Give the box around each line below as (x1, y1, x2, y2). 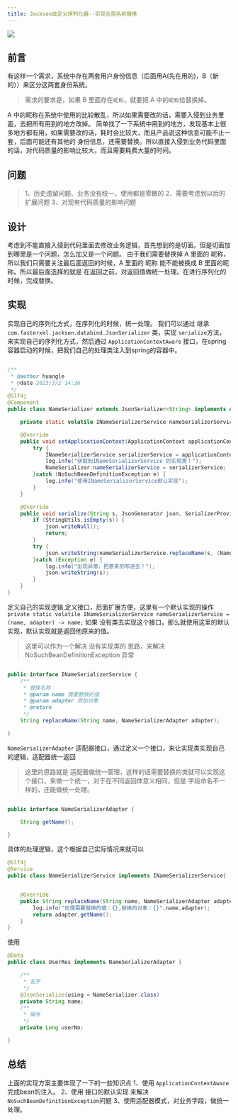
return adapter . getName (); (33, 911, 113, 918)
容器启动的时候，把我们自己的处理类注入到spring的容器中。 (7, 345, 181, 354)
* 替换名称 (23, 684, 51, 691)
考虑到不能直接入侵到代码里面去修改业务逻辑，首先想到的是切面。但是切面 (7, 241, 225, 250)
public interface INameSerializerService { (7, 671, 138, 678)
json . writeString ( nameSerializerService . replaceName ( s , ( (45, 549, 220, 556)
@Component (7, 399, 40, 406)
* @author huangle (10, 373, 65, 380)
